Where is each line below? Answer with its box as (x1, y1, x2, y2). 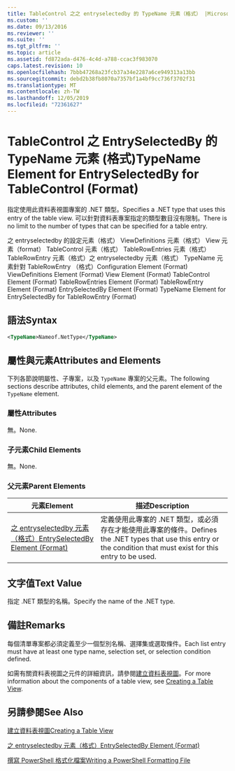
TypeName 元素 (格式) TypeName (7, 151, 201, 167)
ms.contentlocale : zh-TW (7, 88, 80, 95)
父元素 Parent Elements (7, 481, 86, 491)
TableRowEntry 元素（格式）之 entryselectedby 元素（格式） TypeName (7, 253, 215, 262)
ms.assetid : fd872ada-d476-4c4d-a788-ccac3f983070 (7, 56, 158, 63)
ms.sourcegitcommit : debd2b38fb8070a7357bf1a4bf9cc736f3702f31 (7, 75, 196, 82)
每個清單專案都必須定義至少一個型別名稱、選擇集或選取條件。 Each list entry (7, 639, 226, 647)
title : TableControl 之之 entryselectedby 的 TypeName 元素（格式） (7, 10, 201, 17)
